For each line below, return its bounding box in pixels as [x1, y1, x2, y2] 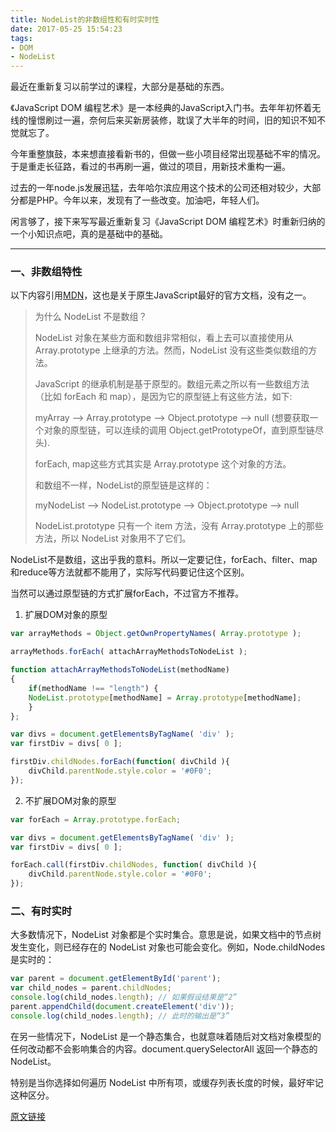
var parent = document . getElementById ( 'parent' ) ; [10, 974, 222, 984]
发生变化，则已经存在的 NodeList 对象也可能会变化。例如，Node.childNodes [10, 941, 326, 953]
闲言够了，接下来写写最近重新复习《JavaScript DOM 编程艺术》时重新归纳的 [10, 216, 326, 228]
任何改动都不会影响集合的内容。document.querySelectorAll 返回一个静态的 [10, 1042, 318, 1055]
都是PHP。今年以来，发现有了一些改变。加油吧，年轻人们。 [18, 194, 265, 206]
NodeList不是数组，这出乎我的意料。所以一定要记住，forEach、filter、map [10, 554, 318, 566]
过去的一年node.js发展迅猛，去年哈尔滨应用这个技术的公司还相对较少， [10, 182, 304, 194]
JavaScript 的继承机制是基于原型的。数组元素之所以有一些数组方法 [34, 378, 310, 390]
